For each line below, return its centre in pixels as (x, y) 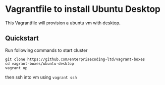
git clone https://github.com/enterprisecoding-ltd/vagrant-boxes (75, 59)
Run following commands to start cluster (46, 50)
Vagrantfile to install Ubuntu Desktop (83, 9)
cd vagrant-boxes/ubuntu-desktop (40, 64)
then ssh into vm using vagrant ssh (41, 77)
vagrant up (16, 68)
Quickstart (22, 38)
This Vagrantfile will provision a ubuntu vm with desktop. (63, 23)
